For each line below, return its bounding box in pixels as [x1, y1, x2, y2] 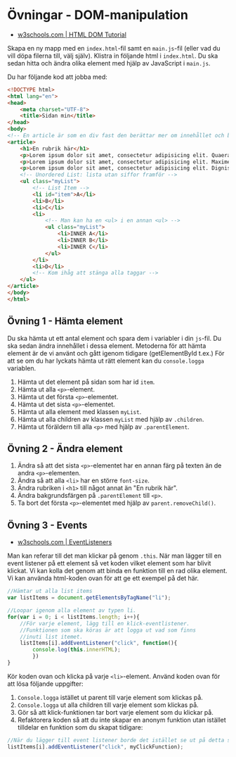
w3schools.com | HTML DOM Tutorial [17, 30, 126, 39]
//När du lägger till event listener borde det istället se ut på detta [7, 737, 225, 744]
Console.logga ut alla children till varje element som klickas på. [17, 701, 199, 709]
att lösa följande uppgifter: [7, 680, 84, 688]
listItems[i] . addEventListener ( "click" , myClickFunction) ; [7, 743, 184, 750]
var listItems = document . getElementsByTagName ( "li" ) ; [7, 594, 171, 601]
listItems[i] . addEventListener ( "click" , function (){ [20, 639, 178, 647]
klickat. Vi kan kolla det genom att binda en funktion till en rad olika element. [7, 567, 228, 575]
